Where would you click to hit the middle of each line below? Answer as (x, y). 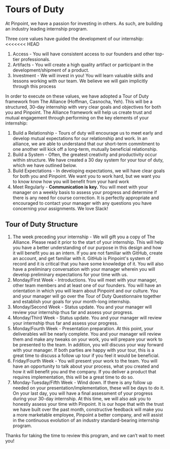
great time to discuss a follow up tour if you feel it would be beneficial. (86, 355)
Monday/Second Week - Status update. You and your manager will (82, 307)
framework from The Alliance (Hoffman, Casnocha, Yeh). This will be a (79, 101)
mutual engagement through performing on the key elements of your (77, 117)
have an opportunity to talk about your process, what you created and (86, 366)
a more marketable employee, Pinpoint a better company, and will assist (88, 414)
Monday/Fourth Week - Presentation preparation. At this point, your (83, 328)
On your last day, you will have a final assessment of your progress (83, 393)
